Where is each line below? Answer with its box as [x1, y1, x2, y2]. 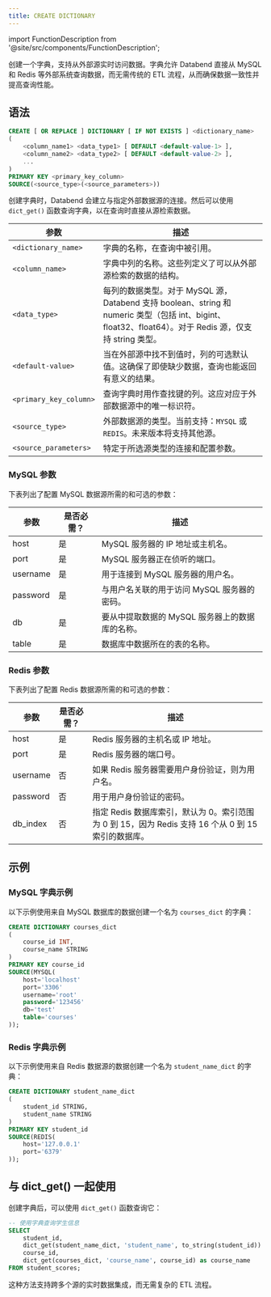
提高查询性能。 [8, 79, 58, 89]
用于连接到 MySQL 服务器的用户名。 [101, 568, 240, 579]
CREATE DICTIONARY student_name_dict [8, 1087, 135, 1096]
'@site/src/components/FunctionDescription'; [8, 42, 160, 53]
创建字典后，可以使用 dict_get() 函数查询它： [8, 1202, 162, 1212]
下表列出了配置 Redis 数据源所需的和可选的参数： [8, 685, 173, 694]
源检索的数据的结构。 [102, 270, 184, 282]
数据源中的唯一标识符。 [110, 401, 200, 412]
